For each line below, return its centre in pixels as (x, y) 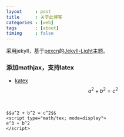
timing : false (30, 34)
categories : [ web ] (30, 22)
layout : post (29, 11)
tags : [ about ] (33, 28)
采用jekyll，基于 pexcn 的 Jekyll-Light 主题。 (57, 51)
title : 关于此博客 (34, 17)
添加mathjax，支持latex (40, 68)
